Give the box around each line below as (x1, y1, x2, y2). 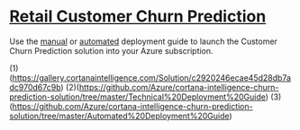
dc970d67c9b (9, 82, 61, 92)
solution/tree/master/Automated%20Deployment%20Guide (9, 110, 230, 121)
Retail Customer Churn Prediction (9, 6, 267, 27)
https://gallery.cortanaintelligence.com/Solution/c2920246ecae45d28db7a (12, 72, 291, 82)
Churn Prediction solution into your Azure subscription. (9, 45, 214, 56)
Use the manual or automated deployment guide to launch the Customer (9, 36, 277, 47)
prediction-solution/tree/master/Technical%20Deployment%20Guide (9, 91, 266, 102)
